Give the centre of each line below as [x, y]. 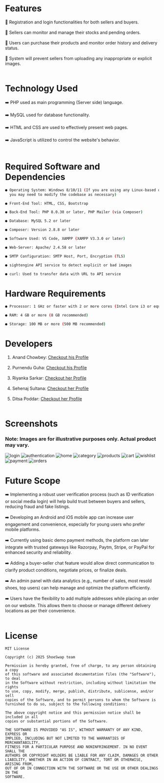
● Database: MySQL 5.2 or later [38, 221]
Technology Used [41, 89]
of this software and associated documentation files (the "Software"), [81, 675]
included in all [21, 717]
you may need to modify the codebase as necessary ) [63, 194]
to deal [13, 679]
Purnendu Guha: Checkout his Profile [49, 367]
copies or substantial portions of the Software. [57, 721]
